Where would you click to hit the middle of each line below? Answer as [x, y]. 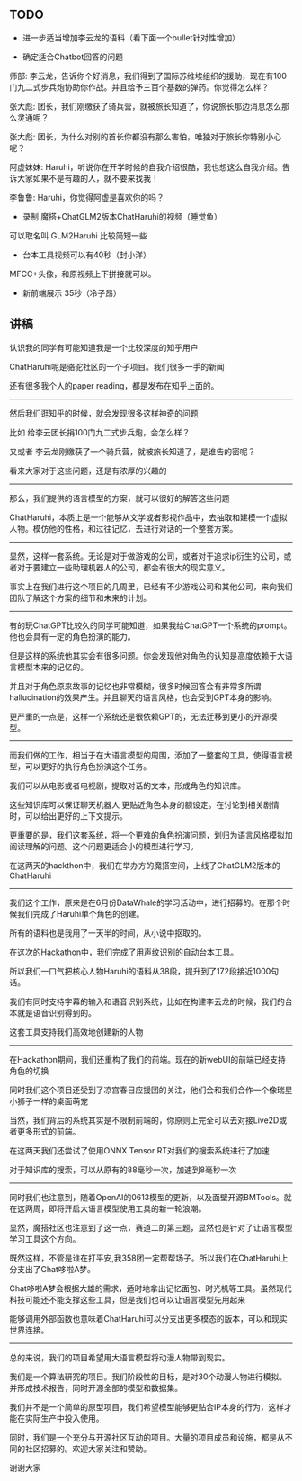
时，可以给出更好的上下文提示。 [68, 816]
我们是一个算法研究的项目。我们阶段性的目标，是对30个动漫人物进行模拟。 [148, 1377]
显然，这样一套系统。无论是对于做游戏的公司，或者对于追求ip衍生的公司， [147, 556]
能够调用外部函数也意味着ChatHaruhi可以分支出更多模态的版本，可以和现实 [148, 1318]
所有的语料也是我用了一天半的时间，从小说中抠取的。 [108, 933]
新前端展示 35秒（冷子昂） [71, 292]
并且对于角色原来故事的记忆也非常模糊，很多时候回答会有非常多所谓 [135, 686]
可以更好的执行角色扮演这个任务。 [88, 766]
